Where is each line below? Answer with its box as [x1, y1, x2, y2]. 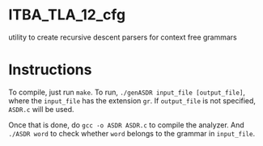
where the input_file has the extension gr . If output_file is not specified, [8, 95, 257, 106]
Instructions [8, 60, 92, 79]
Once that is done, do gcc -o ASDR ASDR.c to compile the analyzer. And [8, 119, 244, 130]
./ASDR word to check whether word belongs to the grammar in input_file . [8, 128, 256, 138]
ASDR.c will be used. [8, 104, 74, 114]
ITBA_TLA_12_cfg [8, 6, 126, 24]
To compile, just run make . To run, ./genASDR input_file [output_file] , [8, 87, 245, 97]
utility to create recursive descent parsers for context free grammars [8, 32, 237, 42]
